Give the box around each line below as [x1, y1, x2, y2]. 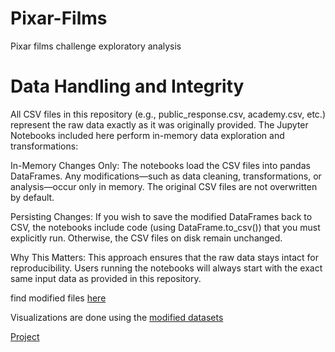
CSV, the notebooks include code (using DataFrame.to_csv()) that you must [10, 221, 321, 233]
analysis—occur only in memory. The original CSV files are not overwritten [10, 180, 318, 192]
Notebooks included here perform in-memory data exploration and [10, 129, 285, 141]
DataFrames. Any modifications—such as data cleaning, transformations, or [10, 170, 322, 182]
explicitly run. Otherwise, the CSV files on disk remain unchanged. [10, 232, 283, 244]
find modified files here [10, 292, 107, 304]
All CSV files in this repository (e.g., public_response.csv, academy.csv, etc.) [10, 108, 326, 120]
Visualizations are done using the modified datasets [10, 311, 224, 323]
